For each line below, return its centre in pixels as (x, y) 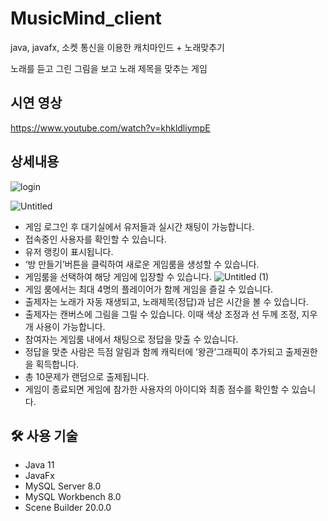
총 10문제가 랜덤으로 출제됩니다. (87, 376)
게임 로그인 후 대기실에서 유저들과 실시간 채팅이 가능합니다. (139, 226)
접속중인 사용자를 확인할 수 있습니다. (95, 239)
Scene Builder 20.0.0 (68, 508)
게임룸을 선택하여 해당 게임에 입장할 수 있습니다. (118, 276)
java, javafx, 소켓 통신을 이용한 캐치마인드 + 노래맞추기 (117, 47)
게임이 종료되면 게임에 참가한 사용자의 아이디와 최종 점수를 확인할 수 (157, 389)
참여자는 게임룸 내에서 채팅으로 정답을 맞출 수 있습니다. (131, 339)
